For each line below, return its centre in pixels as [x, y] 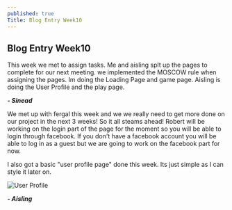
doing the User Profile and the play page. [66, 87]
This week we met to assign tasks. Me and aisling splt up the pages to [107, 65]
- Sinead [20, 101]
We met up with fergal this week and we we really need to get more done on [116, 114]
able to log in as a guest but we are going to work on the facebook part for [114, 144]
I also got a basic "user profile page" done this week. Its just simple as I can [116, 165]
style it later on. [30, 172]
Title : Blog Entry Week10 [44, 20]
